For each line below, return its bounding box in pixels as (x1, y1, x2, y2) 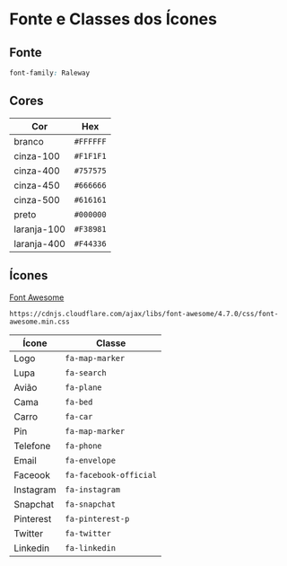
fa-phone (65, 440, 102, 451)
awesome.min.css (9, 317, 70, 326)
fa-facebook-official (65, 470, 158, 480)
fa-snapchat (65, 499, 117, 509)
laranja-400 (13, 237, 65, 250)
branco (13, 135, 44, 147)
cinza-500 (13, 193, 60, 206)
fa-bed (65, 396, 93, 407)
